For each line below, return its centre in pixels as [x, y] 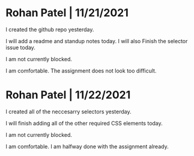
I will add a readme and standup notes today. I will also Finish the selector [97, 41]
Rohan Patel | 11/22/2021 [68, 95]
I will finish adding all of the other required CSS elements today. [84, 123]
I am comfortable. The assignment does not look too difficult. [81, 70]
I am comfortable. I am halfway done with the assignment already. [87, 146]
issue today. [20, 47]
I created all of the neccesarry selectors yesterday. [68, 112]
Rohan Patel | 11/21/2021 [67, 13]
